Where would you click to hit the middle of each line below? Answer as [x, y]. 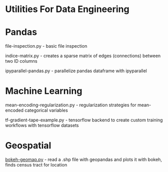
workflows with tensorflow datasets [42, 125]
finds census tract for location [36, 165]
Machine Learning [44, 91]
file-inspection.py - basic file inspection [46, 46]
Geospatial [28, 146]
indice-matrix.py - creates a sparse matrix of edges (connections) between [83, 56]
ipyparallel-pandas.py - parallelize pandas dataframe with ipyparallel [76, 71]
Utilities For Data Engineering [67, 9]
